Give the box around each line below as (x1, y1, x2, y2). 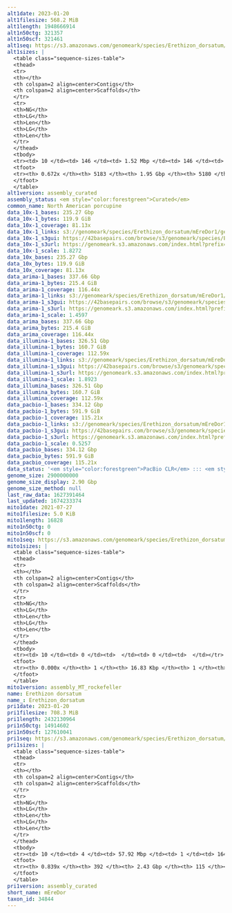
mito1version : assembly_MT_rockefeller (7, 684, 122, 691)
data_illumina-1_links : (7, 357, 76, 364)
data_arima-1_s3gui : (7, 299, 67, 306)
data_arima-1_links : (7, 293, 67, 300)
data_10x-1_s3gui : (7, 235, 60, 242)
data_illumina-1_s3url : (7, 369, 76, 376)
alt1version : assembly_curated (7, 190, 97, 197)
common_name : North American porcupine (7, 203, 122, 210)
